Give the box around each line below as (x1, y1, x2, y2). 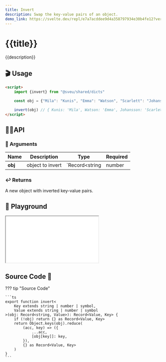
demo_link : (5, 16, 28, 21)
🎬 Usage (5, 69, 33, 77)
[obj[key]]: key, (31, 334, 68, 339)
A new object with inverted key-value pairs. (5, 188, 93, 194)
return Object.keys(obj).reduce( (14, 321, 83, 326)
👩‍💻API (5, 125, 25, 134)
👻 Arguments (5, 140, 38, 147)
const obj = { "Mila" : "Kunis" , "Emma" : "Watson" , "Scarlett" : (14, 98, 145, 103)
